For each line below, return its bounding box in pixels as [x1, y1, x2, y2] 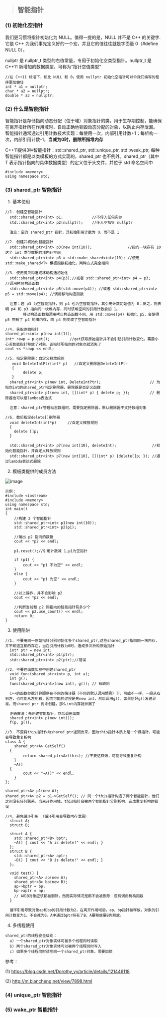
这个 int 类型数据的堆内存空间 [5, 250, 61, 255]
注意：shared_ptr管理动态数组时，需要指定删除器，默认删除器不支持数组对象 [9, 405, 147, 411]
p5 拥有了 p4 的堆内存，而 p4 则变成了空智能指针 [5, 317, 96, 322]
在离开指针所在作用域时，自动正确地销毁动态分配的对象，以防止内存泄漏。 [5, 124, 158, 130]
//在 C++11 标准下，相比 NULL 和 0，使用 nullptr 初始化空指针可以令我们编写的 [5, 74, 156, 79]
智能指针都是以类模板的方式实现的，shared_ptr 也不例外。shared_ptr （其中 [5, 153, 160, 159]
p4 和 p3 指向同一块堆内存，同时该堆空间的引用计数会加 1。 [11, 307, 120, 312]
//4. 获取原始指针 [5, 327, 39, 332]
